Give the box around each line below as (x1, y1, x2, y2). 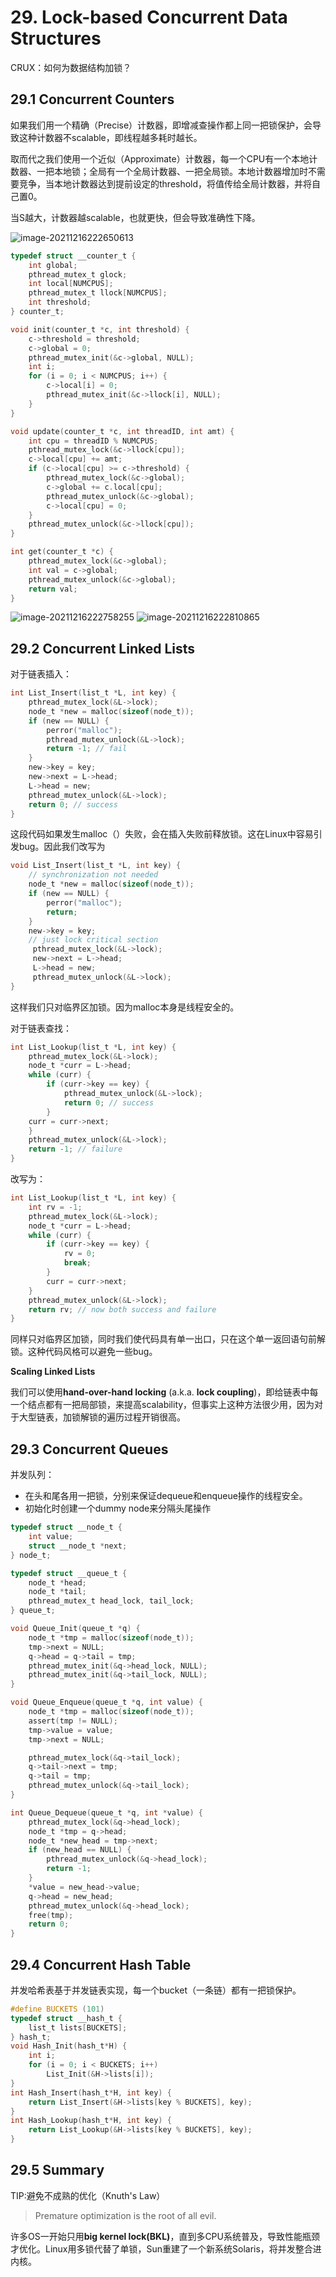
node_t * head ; (28, 1577, 87, 1588)
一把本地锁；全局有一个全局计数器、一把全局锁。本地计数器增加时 (36, 165, 308, 177)
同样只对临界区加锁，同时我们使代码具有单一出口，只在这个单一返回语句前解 (10, 1333, 326, 1345)
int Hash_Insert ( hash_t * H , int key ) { (10, 2087, 172, 2098)
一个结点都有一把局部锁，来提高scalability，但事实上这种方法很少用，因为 (10, 1399, 315, 1411)
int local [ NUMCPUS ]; (28, 279, 114, 289)
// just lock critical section (28, 935, 159, 945)
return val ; (28, 584, 78, 594)
